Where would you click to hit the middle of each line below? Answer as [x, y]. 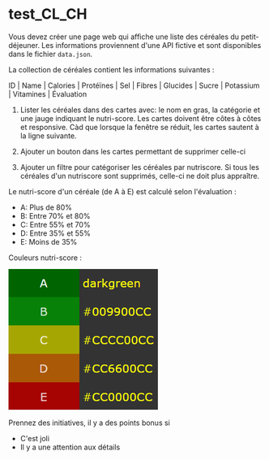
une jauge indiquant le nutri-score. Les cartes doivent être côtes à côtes [141, 118]
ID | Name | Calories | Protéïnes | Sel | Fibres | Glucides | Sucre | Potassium [134, 85]
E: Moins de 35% [49, 241]
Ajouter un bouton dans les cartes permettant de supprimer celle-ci [132, 151]
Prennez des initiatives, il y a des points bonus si [89, 423]
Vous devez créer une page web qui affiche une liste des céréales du [124, 37]
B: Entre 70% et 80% [55, 215]
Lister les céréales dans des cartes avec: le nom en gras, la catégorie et [140, 110]
